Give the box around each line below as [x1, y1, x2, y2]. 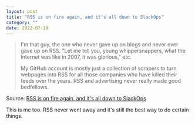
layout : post [6, 8, 38, 15]
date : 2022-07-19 [6, 25, 49, 31]
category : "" [6, 19, 38, 25]
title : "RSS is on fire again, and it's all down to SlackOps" [6, 14, 164, 20]
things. [6, 113, 23, 120]
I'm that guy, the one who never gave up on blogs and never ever [20, 41, 179, 48]
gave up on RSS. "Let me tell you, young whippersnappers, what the [20, 48, 186, 55]
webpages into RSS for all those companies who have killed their [20, 71, 177, 78]
